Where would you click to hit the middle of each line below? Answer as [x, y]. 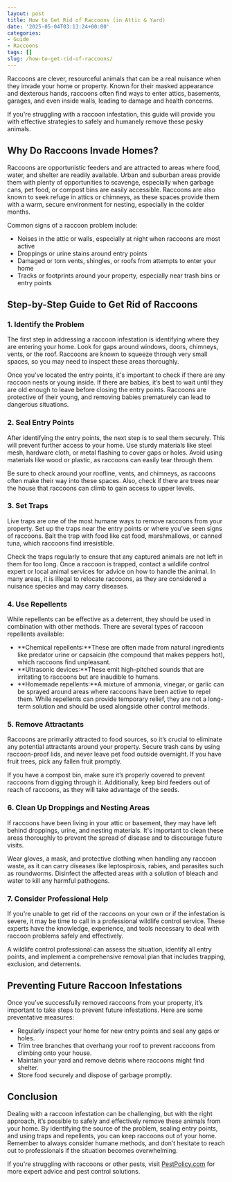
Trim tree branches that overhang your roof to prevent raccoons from [116, 1045]
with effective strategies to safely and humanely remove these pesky [105, 121]
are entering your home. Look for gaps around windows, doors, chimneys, [113, 347]
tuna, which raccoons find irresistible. [61, 543]
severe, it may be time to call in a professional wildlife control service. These [116, 921]
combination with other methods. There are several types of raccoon [105, 627]
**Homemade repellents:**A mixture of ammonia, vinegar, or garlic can [121, 684]
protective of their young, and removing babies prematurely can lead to [109, 397]
